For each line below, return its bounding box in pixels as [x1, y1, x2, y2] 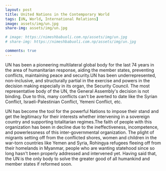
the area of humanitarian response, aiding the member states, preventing [5, 67, 155, 73]
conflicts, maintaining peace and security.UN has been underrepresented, [5, 72, 157, 78]
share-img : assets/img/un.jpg [5, 26, 68, 31]
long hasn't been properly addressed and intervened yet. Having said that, [5, 150, 157, 156]
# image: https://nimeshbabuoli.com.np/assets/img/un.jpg [5, 35, 127, 40]
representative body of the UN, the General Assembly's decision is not [5, 88, 150, 94]
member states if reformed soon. [5, 161, 73, 167]
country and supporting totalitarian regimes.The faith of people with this [5, 118, 152, 124]
